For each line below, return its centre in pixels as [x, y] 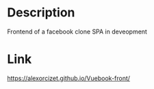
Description [41, 13]
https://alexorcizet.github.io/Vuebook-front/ [69, 78]
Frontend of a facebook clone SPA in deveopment [77, 31]
